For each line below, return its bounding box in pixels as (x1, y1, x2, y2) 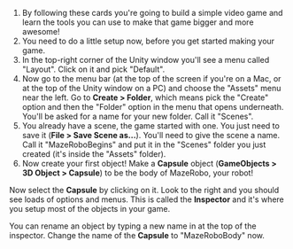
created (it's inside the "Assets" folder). (21, 149, 166, 159)
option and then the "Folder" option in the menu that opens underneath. (21, 102, 284, 112)
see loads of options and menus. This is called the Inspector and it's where (9, 194, 285, 205)
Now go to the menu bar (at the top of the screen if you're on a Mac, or (21, 74, 281, 83)
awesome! (21, 27, 60, 36)
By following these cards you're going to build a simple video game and (21, 8, 283, 18)
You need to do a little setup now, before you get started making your (21, 35, 275, 46)
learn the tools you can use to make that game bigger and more (21, 17, 254, 27)
